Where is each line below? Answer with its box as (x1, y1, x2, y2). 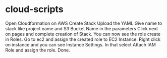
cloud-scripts (5, 4, 64, 15)
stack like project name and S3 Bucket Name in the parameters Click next (5, 25, 158, 31)
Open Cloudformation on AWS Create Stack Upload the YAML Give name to (5, 20, 162, 26)
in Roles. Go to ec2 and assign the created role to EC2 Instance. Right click (5, 36, 161, 42)
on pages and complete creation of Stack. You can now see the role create (5, 31, 161, 37)
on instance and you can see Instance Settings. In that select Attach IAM (5, 41, 156, 47)
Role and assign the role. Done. (5, 47, 71, 53)
